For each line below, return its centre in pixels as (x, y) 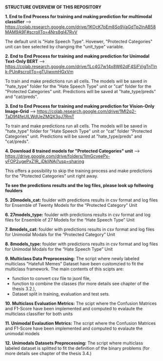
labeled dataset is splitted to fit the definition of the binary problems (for (77, 348)
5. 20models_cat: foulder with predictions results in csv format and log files (81, 200)
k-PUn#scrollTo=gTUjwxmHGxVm (39, 72)
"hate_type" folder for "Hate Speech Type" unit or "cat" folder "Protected (79, 131)
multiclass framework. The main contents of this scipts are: (65, 269)
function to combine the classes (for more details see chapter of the (81, 283)
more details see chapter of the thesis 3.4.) (48, 353)
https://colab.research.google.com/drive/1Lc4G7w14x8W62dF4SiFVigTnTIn (81, 66)
